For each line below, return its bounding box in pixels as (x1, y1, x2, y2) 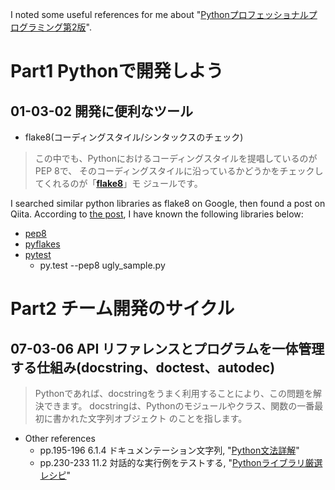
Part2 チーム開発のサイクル (10, 298, 235, 320)
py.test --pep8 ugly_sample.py (39, 259, 166, 271)
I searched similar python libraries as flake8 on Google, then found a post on (10, 198, 326, 209)
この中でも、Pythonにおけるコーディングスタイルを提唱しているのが (34, 153, 318, 164)
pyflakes (24, 238, 61, 250)
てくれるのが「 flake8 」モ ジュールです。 (34, 178, 203, 189)
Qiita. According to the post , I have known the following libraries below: (10, 208, 304, 220)
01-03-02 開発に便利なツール (10, 103, 193, 120)
